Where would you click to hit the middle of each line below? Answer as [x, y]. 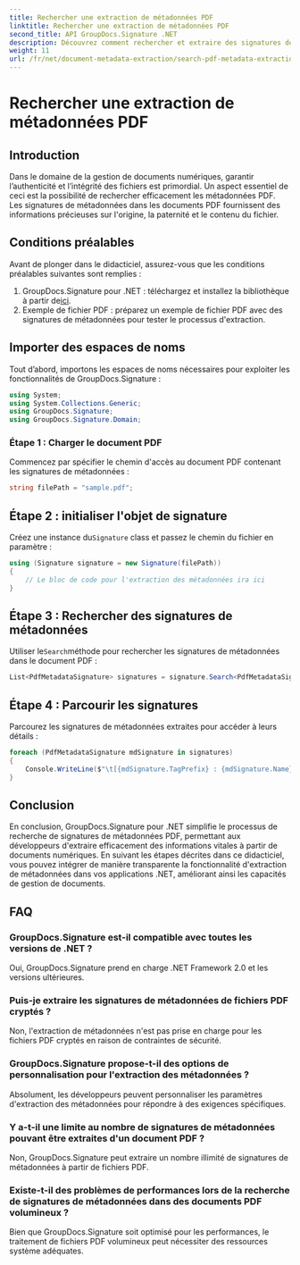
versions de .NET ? [51, 948]
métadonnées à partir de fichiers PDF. [79, 1167]
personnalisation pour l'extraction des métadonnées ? [129, 1075]
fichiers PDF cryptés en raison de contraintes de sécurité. [115, 1041]
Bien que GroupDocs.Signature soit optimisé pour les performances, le [139, 1232]
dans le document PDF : [54, 661]
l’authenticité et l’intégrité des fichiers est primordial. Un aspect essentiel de [149, 186]
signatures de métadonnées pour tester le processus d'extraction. [144, 319]
